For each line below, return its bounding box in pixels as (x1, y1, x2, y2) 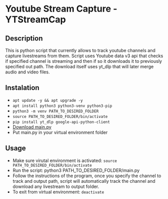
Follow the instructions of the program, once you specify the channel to (12, 173, 161, 179)
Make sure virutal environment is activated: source (12, 157, 117, 164)
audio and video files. (5, 69, 50, 75)
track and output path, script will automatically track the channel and (12, 178, 155, 184)
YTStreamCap (5, 14, 66, 25)
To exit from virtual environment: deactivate (12, 188, 104, 195)
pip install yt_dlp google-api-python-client (12, 120, 110, 125)
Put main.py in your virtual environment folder (12, 129, 108, 135)
